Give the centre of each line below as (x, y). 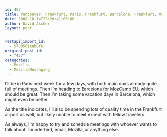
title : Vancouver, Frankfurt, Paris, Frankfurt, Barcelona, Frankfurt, (81, 14)
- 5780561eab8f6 (26, 46)
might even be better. (27, 100)
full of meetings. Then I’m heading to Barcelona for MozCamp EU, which (79, 89)
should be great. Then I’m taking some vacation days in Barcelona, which (80, 94)
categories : (17, 60)
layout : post (19, 28)
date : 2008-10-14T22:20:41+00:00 (40, 19)
